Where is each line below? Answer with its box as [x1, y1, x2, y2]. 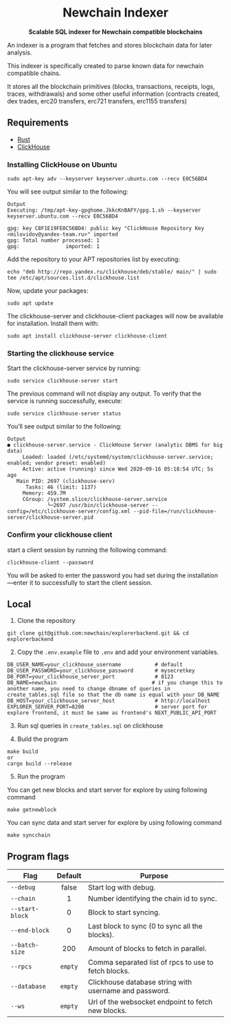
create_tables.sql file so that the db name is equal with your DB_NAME [7, 691, 220, 699]
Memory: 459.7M [22, 490, 67, 497]
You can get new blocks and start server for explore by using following [7, 786, 208, 794]
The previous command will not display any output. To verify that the [7, 389, 201, 398]
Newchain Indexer [63, 5, 168, 21]
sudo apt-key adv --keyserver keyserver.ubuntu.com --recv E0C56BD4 [7, 176, 208, 183]
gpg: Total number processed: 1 [7, 237, 100, 244]
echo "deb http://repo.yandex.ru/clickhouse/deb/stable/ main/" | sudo [7, 269, 217, 276]
